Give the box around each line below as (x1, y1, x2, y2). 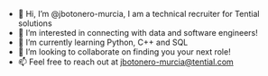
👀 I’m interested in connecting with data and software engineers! (17, 28, 259, 38)
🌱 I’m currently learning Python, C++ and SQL (17, 37, 189, 47)
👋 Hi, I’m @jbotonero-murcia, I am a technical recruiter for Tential (17, 9, 260, 19)
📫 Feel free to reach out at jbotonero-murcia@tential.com (17, 56, 235, 67)
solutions (17, 18, 52, 29)
